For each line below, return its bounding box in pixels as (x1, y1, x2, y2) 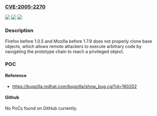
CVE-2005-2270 (5, 3, 46, 10)
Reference (5, 73, 27, 79)
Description (5, 27, 34, 34)
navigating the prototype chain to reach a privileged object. (5, 49, 124, 54)
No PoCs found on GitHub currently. (5, 105, 78, 111)
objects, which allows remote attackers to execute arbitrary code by (5, 43, 142, 49)
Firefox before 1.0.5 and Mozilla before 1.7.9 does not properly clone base (5, 38, 153, 44)
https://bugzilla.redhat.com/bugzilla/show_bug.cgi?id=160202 (12, 83, 137, 89)
